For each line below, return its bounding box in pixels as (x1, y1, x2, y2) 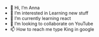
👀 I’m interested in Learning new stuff (10, 10, 89, 16)
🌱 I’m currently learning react (10, 15, 71, 21)
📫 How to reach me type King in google (10, 26, 94, 32)
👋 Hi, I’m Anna (10, 5, 40, 10)
